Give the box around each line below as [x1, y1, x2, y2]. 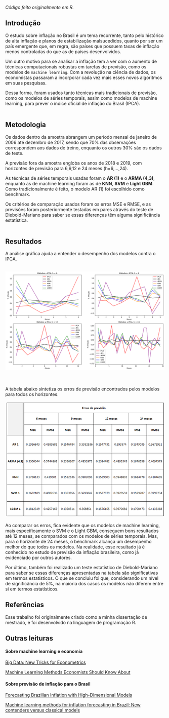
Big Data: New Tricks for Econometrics [5, 659, 86, 665]
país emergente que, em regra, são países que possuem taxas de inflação [5, 43, 159, 49]
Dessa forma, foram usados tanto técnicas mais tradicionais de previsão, [5, 90, 157, 96]
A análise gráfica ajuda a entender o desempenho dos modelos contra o [5, 251, 156, 257]
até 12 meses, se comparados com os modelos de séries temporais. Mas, [5, 533, 158, 539]
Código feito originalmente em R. [5, 5, 74, 10]
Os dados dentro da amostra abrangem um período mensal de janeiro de [5, 134, 157, 140]
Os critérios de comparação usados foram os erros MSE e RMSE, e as [5, 201, 151, 207]
